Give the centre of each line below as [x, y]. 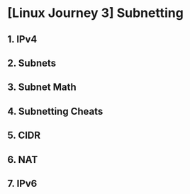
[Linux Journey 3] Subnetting [96, 13]
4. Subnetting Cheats [55, 111]
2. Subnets [32, 63]
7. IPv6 [22, 183]
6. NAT [23, 160]
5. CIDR [24, 136]
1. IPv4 [22, 39]
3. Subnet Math [42, 87]
